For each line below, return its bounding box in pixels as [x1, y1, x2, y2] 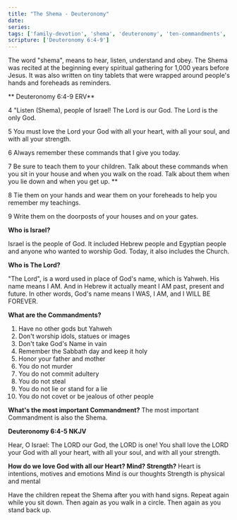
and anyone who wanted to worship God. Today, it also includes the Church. [8, 247, 230, 255]
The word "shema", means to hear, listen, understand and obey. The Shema [8, 56, 228, 64]
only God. [8, 114, 37, 122]
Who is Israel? [8, 226, 51, 234]
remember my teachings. [8, 199, 81, 207]
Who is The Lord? [8, 261, 61, 270]
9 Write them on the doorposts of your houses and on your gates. [8, 212, 199, 221]
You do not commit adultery [18, 369, 99, 379]
